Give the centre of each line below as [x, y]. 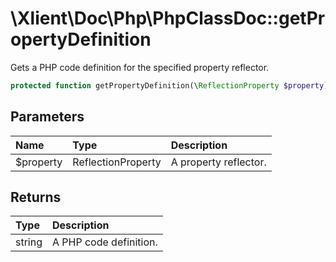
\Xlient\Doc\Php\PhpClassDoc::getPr [168, 18]
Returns [36, 197]
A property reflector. [218, 162]
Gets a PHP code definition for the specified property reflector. [140, 67]
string [29, 242]
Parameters [47, 117]
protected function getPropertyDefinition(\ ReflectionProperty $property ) [169, 85]
